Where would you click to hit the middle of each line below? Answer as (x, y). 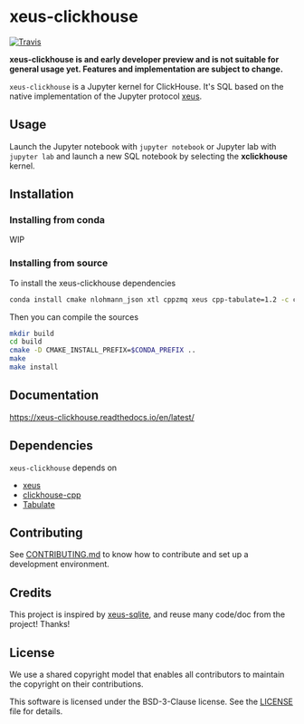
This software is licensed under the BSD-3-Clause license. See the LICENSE (152, 702)
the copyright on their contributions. (76, 684)
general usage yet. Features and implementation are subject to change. (146, 69)
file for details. (36, 711)
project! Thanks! (40, 624)
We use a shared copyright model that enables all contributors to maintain (147, 675)
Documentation (54, 396)
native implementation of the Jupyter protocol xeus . (106, 96)
